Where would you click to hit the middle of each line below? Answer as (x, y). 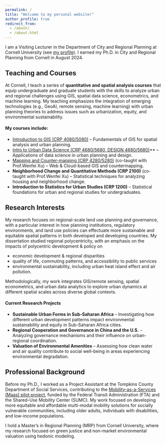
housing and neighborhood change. (49, 181)
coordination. (44, 341)
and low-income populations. (35, 416)
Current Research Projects (33, 303)
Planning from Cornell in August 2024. (44, 57)
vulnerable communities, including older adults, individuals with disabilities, (82, 410)
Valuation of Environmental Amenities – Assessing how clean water (82, 346)
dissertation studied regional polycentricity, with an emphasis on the (75, 241)
